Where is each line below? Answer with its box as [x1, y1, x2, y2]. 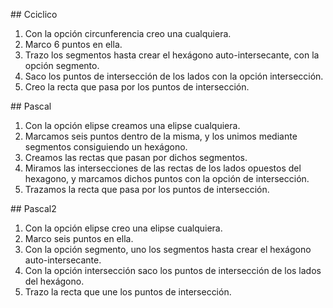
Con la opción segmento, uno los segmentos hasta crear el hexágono [24, 244, 312, 255]
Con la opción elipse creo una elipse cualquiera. [24, 222, 223, 234]
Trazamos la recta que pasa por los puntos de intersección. [24, 184, 270, 195]
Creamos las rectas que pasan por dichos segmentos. [24, 152, 248, 163]
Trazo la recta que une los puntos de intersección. [24, 286, 232, 298]
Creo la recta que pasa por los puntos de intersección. [24, 81, 250, 93]
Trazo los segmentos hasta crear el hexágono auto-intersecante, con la [24, 49, 320, 61]
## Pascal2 [10, 203, 57, 214]
